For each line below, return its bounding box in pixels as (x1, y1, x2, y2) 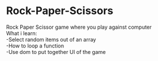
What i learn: (6, 29, 37, 36)
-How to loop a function (6, 42, 65, 49)
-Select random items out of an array (6, 36, 96, 43)
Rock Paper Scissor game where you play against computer (6, 23, 152, 30)
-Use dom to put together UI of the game (6, 48, 106, 55)
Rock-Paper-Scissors (6, 4, 114, 18)
